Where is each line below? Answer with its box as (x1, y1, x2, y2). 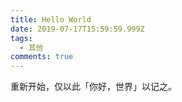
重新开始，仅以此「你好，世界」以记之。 (10, 81, 177, 93)
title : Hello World (10, 14, 92, 25)
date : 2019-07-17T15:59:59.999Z (10, 24, 145, 34)
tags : (10, 33, 33, 43)
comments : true (10, 52, 74, 62)
